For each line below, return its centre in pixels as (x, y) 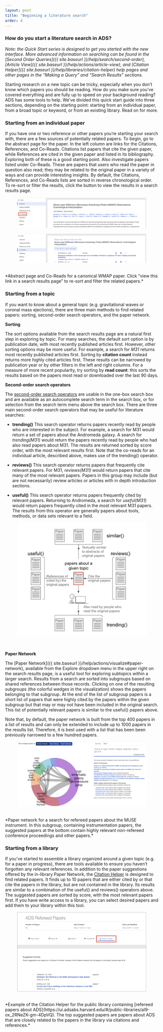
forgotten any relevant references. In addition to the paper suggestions (76, 869)
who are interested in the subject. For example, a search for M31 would (83, 429)
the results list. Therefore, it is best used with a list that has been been (75, 730)
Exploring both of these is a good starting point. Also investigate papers (77, 159)
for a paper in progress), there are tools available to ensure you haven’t (76, 864)
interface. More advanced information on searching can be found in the (77, 54)
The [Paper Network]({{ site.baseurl (41, 663)
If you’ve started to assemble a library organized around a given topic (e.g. (80, 859)
